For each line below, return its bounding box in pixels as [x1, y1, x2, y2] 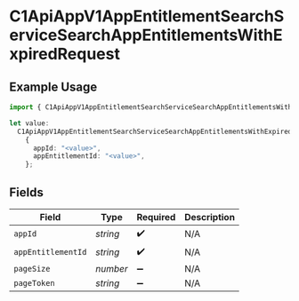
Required [136, 210, 176, 223]
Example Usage [9, 79, 98, 94]
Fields [9, 185, 44, 200]
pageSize [13, 264, 51, 273]
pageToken [13, 278, 55, 288]
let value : [9, 118, 50, 128]
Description [183, 210, 236, 223]
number [94, 262, 128, 274]
